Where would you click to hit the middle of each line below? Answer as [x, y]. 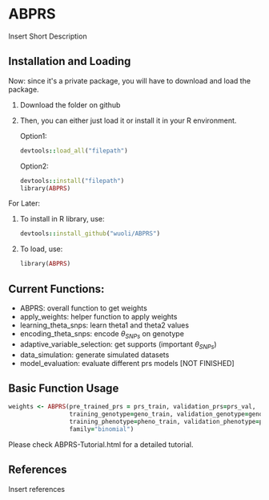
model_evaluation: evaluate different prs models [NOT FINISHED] [127, 363]
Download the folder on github [70, 104]
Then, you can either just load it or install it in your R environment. [128, 120]
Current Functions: [56, 289]
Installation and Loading [70, 61]
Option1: [33, 136]
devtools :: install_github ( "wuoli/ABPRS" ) [90, 234]
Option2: [34, 166]
